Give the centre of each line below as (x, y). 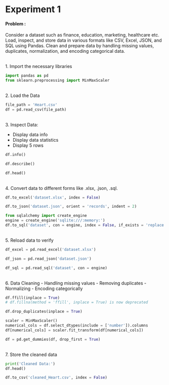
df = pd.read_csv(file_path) (36, 110)
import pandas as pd (27, 76)
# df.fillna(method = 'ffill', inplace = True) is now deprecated (77, 302)
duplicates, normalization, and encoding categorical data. (65, 51)
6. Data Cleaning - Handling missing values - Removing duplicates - (76, 283)
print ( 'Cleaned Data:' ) (30, 364)
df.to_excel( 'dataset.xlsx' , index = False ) (53, 197)
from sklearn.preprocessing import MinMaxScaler (57, 81)
